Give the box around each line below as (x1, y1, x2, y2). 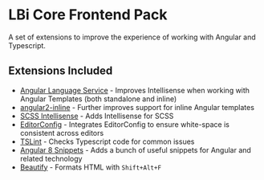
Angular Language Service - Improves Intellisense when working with (19, 85, 250, 95)
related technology (19, 153, 83, 163)
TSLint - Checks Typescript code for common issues (19, 137, 195, 146)
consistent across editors (19, 128, 104, 137)
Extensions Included (8, 64, 113, 78)
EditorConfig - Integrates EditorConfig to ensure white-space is (19, 119, 230, 129)
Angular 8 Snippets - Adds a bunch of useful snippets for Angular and (19, 145, 251, 154)
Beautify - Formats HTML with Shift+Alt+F (19, 162, 162, 172)
